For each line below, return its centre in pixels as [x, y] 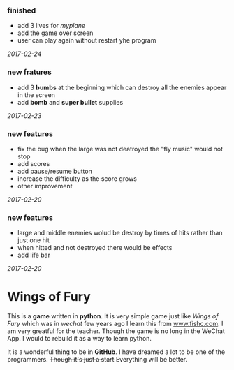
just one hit [34, 240]
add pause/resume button [54, 171]
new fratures [30, 72]
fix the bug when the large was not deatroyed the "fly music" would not [120, 149]
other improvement [45, 186]
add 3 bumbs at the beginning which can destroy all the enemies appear [122, 87]
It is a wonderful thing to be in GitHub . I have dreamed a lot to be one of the [116, 352]
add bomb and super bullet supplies [70, 102]
